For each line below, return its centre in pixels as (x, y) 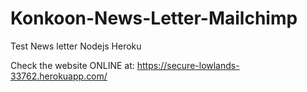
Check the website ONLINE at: (72, 65)
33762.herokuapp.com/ (59, 76)
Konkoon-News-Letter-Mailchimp (154, 18)
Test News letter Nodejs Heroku (76, 46)
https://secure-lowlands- (188, 65)
